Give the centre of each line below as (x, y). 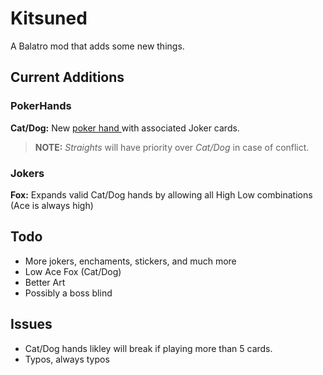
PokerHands (41, 106)
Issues (31, 324)
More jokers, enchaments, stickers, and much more (130, 261)
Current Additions (67, 77)
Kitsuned (49, 18)
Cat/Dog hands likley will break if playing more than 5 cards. (148, 348)
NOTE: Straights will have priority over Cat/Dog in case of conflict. (172, 147)
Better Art (45, 282)
